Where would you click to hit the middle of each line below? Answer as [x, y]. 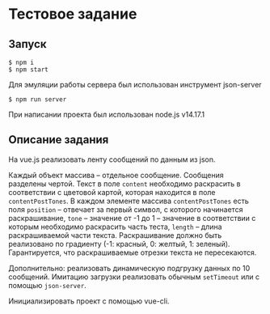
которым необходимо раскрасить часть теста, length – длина [115, 227]
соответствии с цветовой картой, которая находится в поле [112, 192]
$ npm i [21, 62]
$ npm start [28, 70]
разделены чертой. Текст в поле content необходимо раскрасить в [124, 184]
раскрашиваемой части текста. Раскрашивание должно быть [115, 235]
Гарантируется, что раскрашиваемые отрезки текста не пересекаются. [133, 252]
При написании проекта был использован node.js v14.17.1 [106, 115]
